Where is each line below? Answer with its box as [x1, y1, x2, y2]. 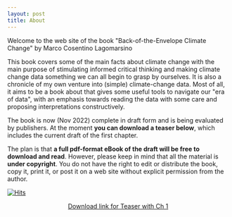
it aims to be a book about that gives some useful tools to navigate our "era [7, 87, 225, 96]
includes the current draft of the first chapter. [7, 131, 138, 139]
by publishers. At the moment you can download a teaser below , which [7, 123, 216, 132]
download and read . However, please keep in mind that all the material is [7, 152, 219, 161]
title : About [7, 17, 46, 24]
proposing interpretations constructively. [7, 102, 125, 111]
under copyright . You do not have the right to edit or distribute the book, [7, 159, 218, 168]
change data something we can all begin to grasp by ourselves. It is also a [7, 72, 221, 81]
